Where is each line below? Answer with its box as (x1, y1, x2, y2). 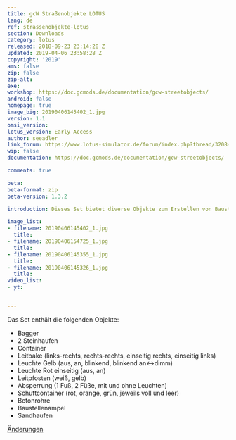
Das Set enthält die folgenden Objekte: (7, 315, 119, 324)
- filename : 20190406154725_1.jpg (7, 238, 109, 245)
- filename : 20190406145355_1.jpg (7, 251, 109, 258)
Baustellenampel (17, 403, 66, 412)
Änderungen (7, 425, 44, 433)
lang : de (7, 17, 33, 24)
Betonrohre (17, 396, 51, 405)
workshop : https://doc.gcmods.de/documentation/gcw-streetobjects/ (7, 89, 209, 96)
